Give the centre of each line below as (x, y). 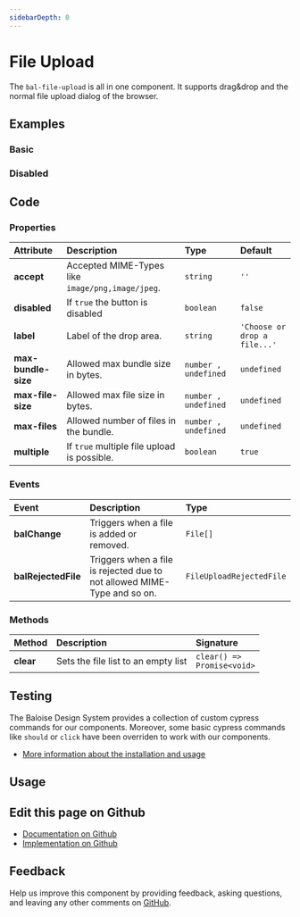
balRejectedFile (47, 576)
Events (25, 485)
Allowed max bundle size (119, 364)
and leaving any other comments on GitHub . (90, 902)
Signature (217, 643)
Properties (33, 228)
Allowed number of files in (121, 421)
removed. (109, 545)
